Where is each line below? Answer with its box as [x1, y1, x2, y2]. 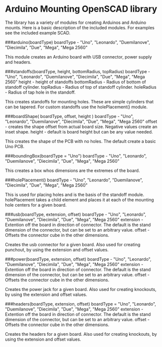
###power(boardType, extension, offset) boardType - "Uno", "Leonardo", [5, 256, 152, 262]
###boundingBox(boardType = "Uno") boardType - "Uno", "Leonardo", [5, 153, 147, 159]
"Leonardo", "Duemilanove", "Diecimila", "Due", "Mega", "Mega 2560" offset [5, 118, 158, 124]
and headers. [5, 59, 32, 65]
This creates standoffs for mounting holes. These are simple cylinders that [5, 98, 154, 104]
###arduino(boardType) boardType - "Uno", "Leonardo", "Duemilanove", [5, 39, 150, 45]
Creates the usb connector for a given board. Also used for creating [5, 241, 141, 247]
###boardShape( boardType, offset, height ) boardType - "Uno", [5, 113, 134, 119]
